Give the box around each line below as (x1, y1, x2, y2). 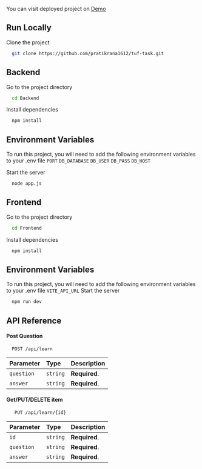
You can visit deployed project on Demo (6, 5, 106, 12)
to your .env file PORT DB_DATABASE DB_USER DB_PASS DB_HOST (6, 157, 150, 164)
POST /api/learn (12, 345, 53, 352)
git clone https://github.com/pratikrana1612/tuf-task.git (12, 50, 164, 56)
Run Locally (6, 22, 52, 33)
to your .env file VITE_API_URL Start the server (6, 287, 120, 294)
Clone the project (6, 39, 50, 46)
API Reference (6, 315, 62, 326)
